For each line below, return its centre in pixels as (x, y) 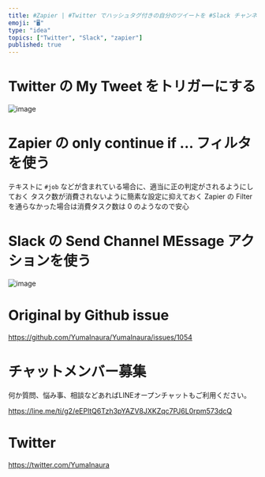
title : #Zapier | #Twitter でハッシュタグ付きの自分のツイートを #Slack (119, 15)
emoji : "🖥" (26, 23)
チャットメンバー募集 (77, 372)
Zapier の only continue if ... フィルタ (130, 144)
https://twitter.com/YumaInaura (59, 464)
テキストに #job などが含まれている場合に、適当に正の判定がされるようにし (131, 186)
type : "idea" (30, 30)
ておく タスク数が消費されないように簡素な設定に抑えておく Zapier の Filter (131, 196)
